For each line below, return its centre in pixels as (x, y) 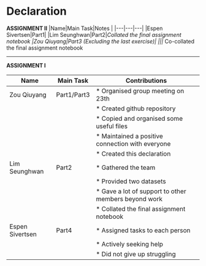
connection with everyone (133, 143)
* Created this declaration (133, 153)
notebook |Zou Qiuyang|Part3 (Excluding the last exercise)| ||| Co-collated (101, 41)
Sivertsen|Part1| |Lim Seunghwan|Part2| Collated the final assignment (94, 34)
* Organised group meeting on (140, 91)
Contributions (146, 80)
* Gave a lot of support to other (141, 191)
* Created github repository (136, 108)
